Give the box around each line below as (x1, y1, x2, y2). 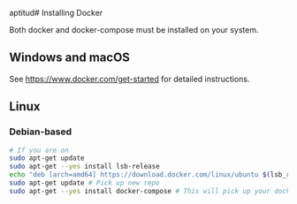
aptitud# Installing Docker (9, 8, 103, 18)
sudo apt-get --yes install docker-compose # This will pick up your (9, 186, 271, 195)
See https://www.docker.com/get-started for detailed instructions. (9, 73, 250, 84)
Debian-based (9, 125, 72, 138)
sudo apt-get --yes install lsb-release (9, 162, 161, 171)
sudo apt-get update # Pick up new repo (9, 178, 161, 187)
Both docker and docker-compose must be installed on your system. (9, 25, 259, 34)
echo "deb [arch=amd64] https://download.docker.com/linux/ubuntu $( (9, 170, 271, 179)
